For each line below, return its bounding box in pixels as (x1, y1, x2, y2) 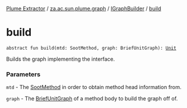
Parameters (6, 70, 40, 78)
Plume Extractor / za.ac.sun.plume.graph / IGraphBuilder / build (6, 5, 161, 12)
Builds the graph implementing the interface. (6, 55, 115, 63)
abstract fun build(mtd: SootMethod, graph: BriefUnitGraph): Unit (6, 45, 177, 51)
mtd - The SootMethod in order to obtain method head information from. (6, 84, 182, 91)
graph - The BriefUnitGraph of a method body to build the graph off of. (6, 95, 178, 102)
